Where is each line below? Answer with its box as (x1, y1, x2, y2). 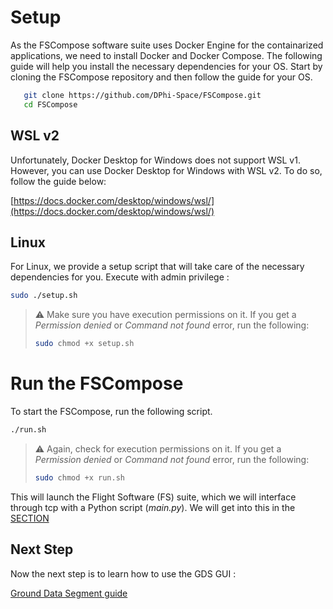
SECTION (10, 512, 50, 524)
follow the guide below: (10, 175, 107, 187)
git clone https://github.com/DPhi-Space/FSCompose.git (23, 90, 262, 100)
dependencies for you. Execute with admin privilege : (10, 271, 230, 283)
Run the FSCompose (10, 372, 184, 395)
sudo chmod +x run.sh (34, 472, 125, 483)
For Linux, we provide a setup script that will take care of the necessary (10, 261, 305, 273)
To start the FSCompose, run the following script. (10, 406, 213, 417)
